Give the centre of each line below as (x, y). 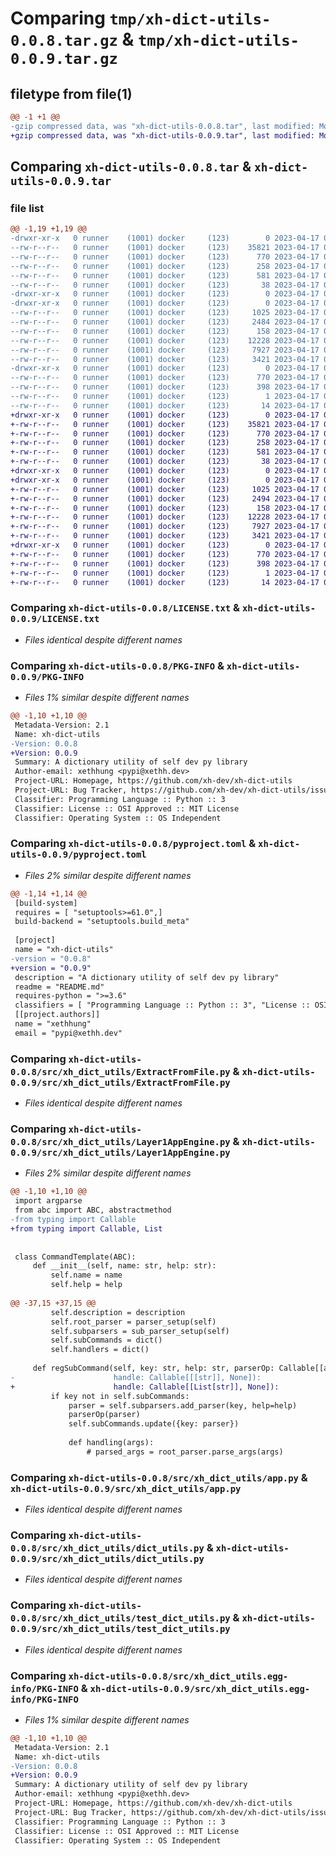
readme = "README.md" (59, 987)
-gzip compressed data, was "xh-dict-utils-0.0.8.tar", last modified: (162, 126)
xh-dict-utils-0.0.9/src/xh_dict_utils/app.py (126, 1488)
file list (27, 208)
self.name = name (86, 1275)
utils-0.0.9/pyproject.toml (78, 855)
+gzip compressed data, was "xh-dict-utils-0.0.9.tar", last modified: (162, 135)
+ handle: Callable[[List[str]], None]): (145, 1387)
